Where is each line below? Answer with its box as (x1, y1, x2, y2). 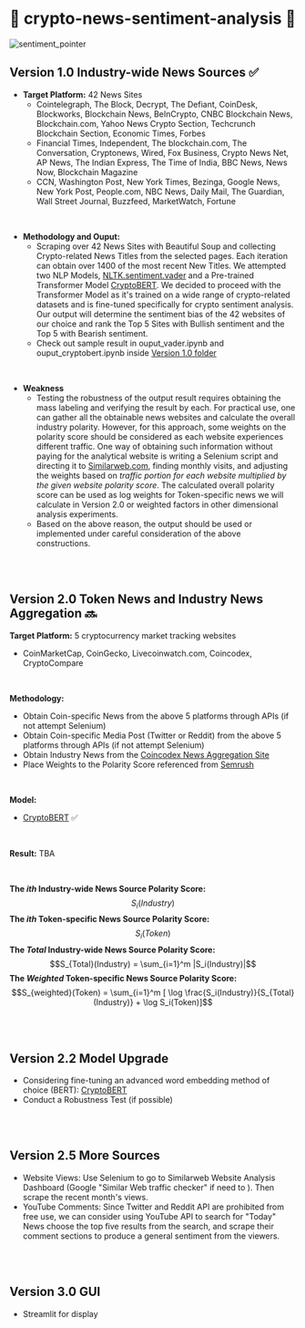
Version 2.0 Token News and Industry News (9, 592, 264, 607)
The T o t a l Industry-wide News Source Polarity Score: (9, 944, 216, 956)
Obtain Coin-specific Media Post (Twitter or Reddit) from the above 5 (22, 730, 282, 741)
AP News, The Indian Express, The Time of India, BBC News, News (36, 157, 289, 168)
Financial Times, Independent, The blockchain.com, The (36, 137, 248, 149)
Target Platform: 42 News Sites (22, 88, 143, 99)
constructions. (36, 537, 91, 548)
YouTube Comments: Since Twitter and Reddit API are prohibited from (22, 1201, 285, 1212)
